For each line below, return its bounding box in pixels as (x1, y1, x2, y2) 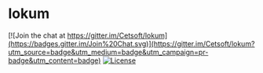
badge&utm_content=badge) (8, 56, 101, 65)
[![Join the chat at (8, 31, 66, 40)
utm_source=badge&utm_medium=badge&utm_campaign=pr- (8, 47, 209, 57)
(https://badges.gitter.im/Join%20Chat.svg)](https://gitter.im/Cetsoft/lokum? (8, 38, 255, 48)
